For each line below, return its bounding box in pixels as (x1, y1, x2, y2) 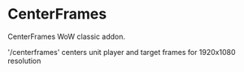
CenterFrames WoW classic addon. (7, 32, 126, 41)
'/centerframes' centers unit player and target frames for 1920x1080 (7, 47, 237, 57)
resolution (7, 56, 41, 66)
